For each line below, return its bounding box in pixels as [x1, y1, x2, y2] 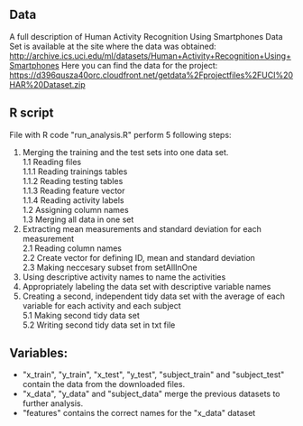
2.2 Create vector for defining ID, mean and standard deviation [22, 252, 255, 263]
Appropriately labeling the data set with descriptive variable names [22, 281, 271, 292]
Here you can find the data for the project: [61, 60, 218, 70]
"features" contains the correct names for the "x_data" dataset [22, 408, 256, 419]
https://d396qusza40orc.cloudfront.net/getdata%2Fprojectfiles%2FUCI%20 [9, 69, 294, 80]
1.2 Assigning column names [22, 204, 129, 215]
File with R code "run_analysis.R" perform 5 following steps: [9, 129, 232, 140]
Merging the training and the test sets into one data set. [22, 146, 229, 157]
